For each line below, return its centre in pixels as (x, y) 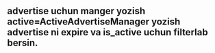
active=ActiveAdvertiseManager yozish (94, 22)
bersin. (23, 43)
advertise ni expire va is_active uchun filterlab (107, 32)
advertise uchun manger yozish (76, 11)
